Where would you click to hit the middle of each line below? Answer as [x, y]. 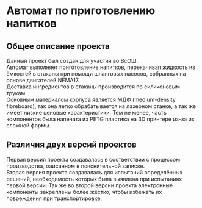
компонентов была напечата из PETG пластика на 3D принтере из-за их [100, 119]
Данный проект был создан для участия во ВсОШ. [72, 61]
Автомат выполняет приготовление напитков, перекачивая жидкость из [101, 67]
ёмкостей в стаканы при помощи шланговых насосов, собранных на [96, 74]
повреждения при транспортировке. [54, 198]
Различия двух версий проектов [72, 145]
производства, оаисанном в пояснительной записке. [76, 166]
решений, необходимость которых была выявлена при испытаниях [94, 179]
